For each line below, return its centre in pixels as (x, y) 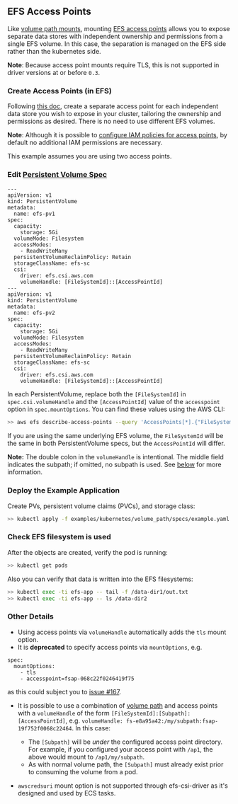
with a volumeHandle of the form (63, 713)
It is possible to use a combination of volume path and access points (118, 705)
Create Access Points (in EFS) (59, 91)
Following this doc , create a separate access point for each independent (113, 106)
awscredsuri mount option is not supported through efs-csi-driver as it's (123, 786)
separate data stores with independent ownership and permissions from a (115, 36)
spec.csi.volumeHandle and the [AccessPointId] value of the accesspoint (114, 402)
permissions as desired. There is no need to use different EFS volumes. (111, 121)
